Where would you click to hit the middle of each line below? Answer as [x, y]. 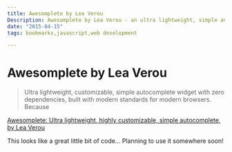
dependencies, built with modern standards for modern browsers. [118, 99]
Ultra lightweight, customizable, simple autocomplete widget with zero [124, 92]
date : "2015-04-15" [35, 26]
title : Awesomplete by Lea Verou [55, 13]
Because [37, 107]
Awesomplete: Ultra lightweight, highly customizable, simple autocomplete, [114, 120]
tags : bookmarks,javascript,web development [72, 33]
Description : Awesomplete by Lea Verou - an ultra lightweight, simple [112, 20]
